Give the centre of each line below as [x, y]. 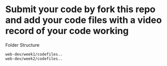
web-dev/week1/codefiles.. [34, 54]
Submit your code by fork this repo [80, 9]
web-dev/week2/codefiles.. [34, 59]
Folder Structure [22, 45]
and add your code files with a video [83, 20]
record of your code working [67, 31]
